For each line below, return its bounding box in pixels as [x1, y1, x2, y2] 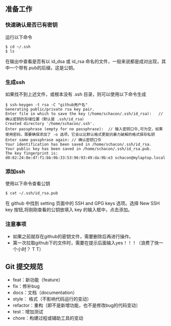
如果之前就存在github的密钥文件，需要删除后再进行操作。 [12, 233, 134, 239]
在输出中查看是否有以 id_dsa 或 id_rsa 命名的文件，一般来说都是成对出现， [5, 58, 162, 64]
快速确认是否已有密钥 [5, 21, 58, 29]
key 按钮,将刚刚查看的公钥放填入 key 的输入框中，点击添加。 [5, 207, 133, 213]
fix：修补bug [12, 283, 40, 289]
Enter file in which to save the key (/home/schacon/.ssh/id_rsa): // [5, 111, 163, 116]
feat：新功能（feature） [12, 277, 63, 283]
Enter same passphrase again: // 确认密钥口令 [5, 137, 102, 142]
